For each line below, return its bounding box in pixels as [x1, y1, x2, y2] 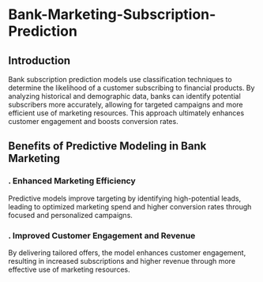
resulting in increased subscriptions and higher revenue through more [8, 256, 235, 265]
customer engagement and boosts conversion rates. [8, 117, 179, 126]
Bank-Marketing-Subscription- [8, 6, 216, 24]
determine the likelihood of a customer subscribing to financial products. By [8, 83, 255, 92]
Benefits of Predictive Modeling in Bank [8, 140, 207, 153]
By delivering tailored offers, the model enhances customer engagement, [8, 247, 246, 258]
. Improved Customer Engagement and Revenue [8, 230, 196, 241]
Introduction [8, 54, 71, 67]
